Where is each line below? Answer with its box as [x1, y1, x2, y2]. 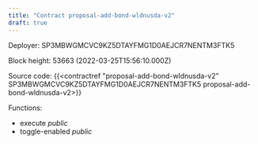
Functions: [8, 103, 43, 113]
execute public [19, 118, 69, 127]
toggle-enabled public [19, 127, 93, 136]
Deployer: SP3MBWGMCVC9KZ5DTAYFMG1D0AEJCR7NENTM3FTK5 [8, 40, 235, 50]
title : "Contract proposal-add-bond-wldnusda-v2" [8, 11, 176, 20]
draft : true [8, 19, 47, 27]
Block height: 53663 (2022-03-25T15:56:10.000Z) [8, 56, 172, 65]
